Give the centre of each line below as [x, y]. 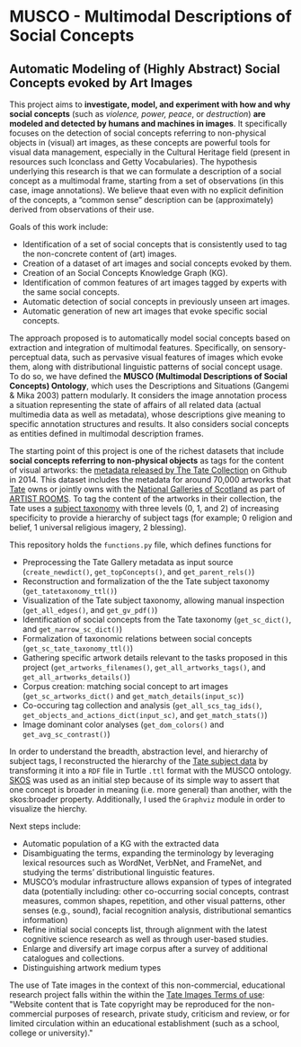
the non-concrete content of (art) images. [99, 254]
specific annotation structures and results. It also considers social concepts [149, 424]
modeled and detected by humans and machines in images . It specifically [148, 124]
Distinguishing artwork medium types [92, 967]
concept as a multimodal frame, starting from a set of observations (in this [147, 181]
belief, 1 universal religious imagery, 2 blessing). [98, 527]
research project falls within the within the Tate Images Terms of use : [137, 994]
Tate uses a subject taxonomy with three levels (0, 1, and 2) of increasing [144, 508]
